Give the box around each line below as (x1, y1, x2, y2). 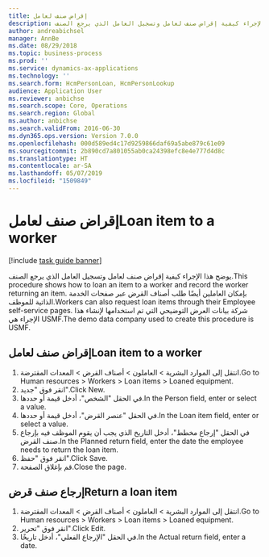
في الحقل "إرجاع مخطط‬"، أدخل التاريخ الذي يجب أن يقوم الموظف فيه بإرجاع (19, 427, 250, 437)
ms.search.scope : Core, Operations (8, 102, 128, 110)
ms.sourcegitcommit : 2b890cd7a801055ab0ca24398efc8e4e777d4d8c (8, 147, 226, 155)
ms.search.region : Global (8, 110, 95, 118)
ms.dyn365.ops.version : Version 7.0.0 (8, 132, 139, 140)
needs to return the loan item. (19, 445, 119, 454)
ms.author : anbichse (8, 117, 78, 125)
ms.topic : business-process (8, 49, 103, 57)
